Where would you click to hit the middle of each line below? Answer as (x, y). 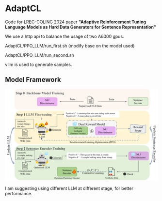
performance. (19, 193)
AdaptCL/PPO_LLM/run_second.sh (40, 55)
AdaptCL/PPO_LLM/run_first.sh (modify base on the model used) (70, 46)
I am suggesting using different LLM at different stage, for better (69, 188)
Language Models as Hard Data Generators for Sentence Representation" (81, 27)
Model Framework (33, 80)
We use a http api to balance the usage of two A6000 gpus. (65, 36)
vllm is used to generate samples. (39, 64)
